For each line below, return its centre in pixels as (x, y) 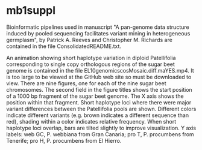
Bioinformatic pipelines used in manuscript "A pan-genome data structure (98, 27)
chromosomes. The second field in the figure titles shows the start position (99, 89)
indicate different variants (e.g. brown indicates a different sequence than (97, 115)
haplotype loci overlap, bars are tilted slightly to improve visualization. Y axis (101, 128)
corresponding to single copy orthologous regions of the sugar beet (90, 64)
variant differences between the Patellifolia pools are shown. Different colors (101, 109)
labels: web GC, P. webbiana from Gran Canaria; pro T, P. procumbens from (100, 134)
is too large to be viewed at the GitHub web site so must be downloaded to (99, 77)
